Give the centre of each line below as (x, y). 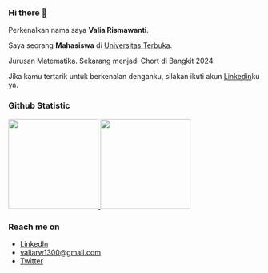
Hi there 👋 (28, 13)
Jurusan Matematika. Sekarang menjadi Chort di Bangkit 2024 (111, 61)
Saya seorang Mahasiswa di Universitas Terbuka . (90, 45)
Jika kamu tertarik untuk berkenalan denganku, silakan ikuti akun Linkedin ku (134, 77)
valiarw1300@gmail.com (60, 252)
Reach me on (34, 227)
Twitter (32, 261)
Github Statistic (39, 105)
